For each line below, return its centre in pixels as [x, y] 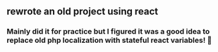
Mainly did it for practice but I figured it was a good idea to [108, 32]
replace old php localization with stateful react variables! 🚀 [109, 40]
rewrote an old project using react [83, 12]
